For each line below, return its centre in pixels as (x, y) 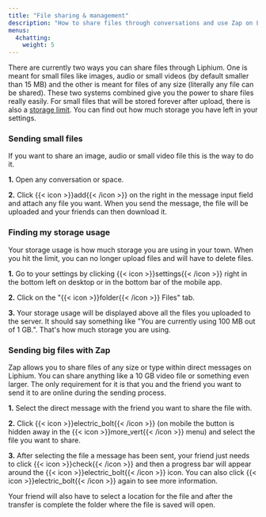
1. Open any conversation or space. (66, 180)
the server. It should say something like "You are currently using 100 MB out (132, 321)
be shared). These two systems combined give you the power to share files (131, 93)
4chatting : (33, 38)
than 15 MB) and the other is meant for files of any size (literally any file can (131, 85)
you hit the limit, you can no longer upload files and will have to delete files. (131, 258)
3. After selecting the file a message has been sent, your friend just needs (129, 456)
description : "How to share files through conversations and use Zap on (131, 23)
